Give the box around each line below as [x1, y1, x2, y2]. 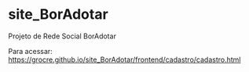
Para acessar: [8, 46, 53, 56]
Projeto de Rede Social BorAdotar [8, 31, 116, 41]
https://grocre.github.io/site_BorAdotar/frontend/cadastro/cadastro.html [8, 55, 241, 64]
